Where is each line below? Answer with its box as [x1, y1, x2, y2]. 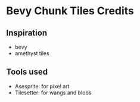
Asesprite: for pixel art [14, 82, 70, 90]
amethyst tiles [14, 50, 49, 57]
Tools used [6, 67, 48, 77]
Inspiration [6, 28, 48, 38]
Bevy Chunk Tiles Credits [6, 4, 134, 18]
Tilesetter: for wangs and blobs [14, 89, 92, 96]
